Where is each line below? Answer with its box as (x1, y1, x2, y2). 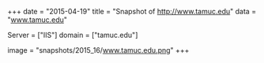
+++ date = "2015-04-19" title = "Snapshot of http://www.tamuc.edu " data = (7, 7, 257, 16)
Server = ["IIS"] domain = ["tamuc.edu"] (7, 31, 138, 39)
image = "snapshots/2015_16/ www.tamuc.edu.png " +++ (7, 46, 190, 54)
